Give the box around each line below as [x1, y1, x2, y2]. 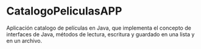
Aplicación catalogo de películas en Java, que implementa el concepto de [6, 24, 192, 31]
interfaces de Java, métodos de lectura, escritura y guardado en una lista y [6, 30, 195, 38]
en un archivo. [6, 37, 43, 44]
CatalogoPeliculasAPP [6, 4, 122, 18]
